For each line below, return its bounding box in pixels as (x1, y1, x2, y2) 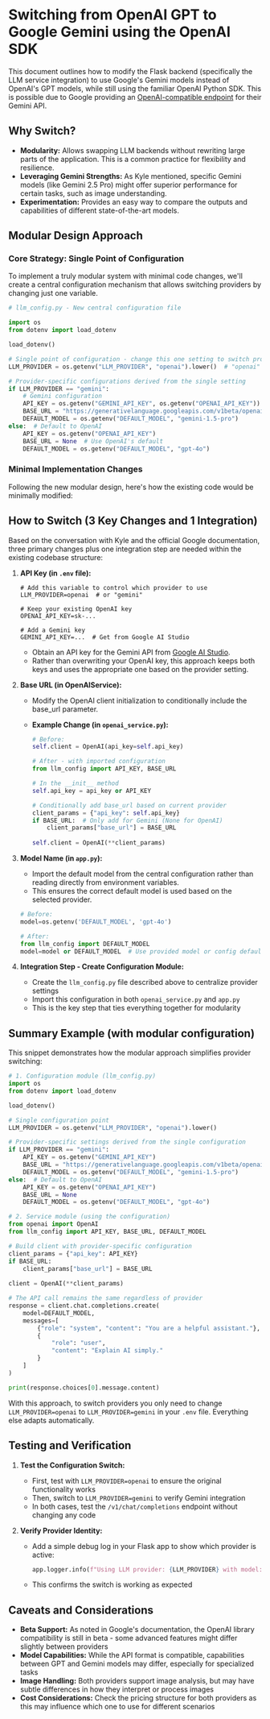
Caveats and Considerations (8, 1603, 154, 1617)
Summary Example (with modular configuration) (8, 1026, 256, 1040)
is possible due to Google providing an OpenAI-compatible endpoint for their (8, 92, 262, 102)
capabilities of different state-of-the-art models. (19, 206, 179, 215)
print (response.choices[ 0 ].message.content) (8, 1384, 160, 1392)
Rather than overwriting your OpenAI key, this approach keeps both (31, 655, 256, 666)
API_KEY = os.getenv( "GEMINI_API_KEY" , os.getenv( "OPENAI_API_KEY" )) (22, 400, 261, 408)
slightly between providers (19, 1642, 108, 1651)
